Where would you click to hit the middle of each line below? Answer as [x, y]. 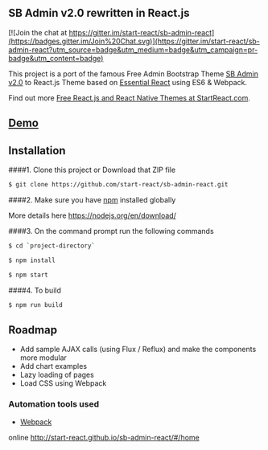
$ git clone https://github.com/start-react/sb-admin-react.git [118, 185]
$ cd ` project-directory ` [52, 245]
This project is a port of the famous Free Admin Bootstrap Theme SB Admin [134, 74]
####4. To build [35, 290]
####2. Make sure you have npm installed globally [92, 199]
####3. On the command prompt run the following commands [111, 231]
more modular [43, 358]
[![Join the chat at [38, 32]
